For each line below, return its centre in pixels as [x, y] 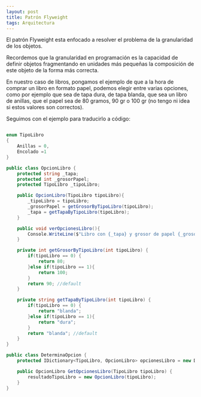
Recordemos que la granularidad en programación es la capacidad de [92, 58]
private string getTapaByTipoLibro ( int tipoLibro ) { [84, 300]
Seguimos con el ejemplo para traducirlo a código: [68, 119]
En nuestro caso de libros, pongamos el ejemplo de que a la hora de [90, 82]
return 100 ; [53, 272]
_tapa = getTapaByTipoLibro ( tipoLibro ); [79, 212]
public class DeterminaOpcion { [46, 355]
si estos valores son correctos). [45, 107]
